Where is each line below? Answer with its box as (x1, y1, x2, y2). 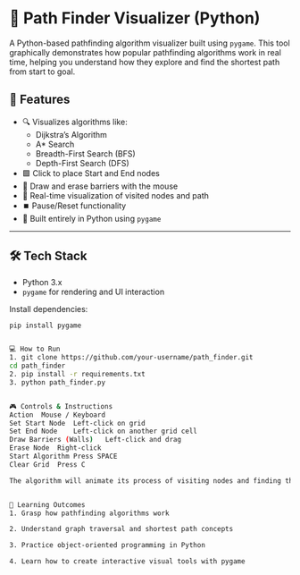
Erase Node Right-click (9, 444, 102, 452)
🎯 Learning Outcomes (9, 500, 87, 509)
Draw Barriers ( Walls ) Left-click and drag (9, 435, 181, 444)
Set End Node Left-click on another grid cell (9, 427, 198, 436)
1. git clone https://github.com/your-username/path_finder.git (9, 353, 254, 362)
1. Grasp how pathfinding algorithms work (9, 509, 170, 518)
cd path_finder (9, 361, 66, 370)
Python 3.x (21, 276, 62, 287)
